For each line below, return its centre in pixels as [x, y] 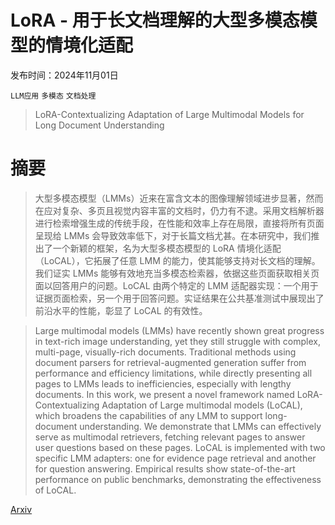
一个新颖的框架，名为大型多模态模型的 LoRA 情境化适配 [167, 248]
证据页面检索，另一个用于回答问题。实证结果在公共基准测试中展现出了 [179, 298]
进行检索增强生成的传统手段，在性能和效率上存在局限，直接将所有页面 [179, 223]
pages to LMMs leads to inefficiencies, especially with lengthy [163, 383]
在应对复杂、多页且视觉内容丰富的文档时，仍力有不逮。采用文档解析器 [179, 210]
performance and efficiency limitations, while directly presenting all [173, 373]
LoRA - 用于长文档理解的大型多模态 [155, 20]
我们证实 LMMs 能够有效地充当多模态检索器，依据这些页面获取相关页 [177, 273]
